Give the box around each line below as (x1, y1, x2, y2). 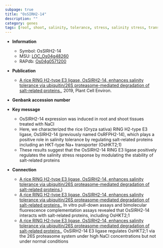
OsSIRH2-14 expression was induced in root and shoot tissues (19, 116, 144, 122)
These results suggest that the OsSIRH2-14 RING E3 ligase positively (19, 147, 157, 153)
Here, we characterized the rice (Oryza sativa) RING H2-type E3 (19, 126, 148, 132)
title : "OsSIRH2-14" (5, 12, 47, 17)
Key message (12, 107, 40, 113)
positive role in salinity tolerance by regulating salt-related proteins (19, 137, 153, 143)
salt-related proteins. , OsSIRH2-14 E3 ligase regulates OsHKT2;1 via (19, 228, 155, 234)
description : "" (5, 16, 38, 21)
